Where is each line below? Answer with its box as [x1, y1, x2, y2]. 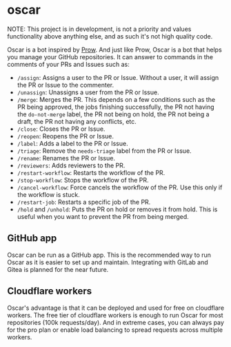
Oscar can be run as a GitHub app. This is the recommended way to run [7, 251, 212, 259]
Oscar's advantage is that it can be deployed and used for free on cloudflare [7, 304, 225, 312]
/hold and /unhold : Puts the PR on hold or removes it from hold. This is [17, 205, 218, 213]
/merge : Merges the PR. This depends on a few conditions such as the [17, 95, 216, 103]
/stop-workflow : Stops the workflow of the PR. [17, 176, 150, 184]
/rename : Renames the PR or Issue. [17, 154, 116, 162]
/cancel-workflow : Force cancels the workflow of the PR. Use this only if [17, 183, 223, 191]
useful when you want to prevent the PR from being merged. [17, 212, 190, 220]
